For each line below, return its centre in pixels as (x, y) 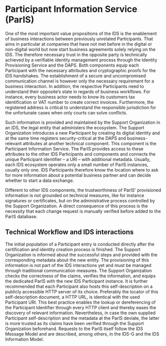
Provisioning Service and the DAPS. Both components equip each (72, 65)
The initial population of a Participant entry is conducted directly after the (80, 244)
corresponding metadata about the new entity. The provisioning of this (77, 260)
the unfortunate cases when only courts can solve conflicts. (66, 112)
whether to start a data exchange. (40, 180)
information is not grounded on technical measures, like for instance (75, 195)
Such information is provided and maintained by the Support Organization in (83, 122)
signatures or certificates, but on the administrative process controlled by (80, 200)
